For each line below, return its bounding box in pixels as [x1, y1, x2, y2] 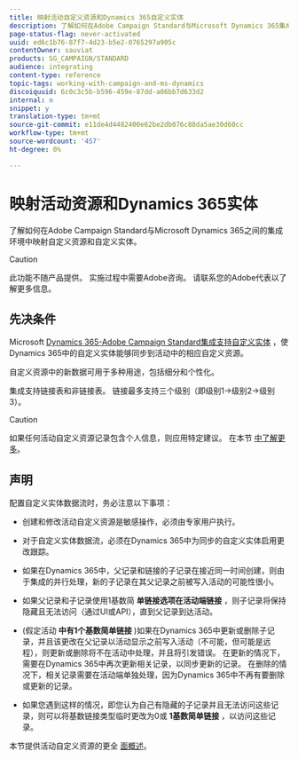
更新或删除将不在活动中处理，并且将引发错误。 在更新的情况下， [49, 647, 286, 658]
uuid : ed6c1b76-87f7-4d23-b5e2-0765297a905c [9, 37, 176, 47]
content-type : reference [9, 71, 101, 80]
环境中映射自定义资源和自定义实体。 [9, 236, 142, 247]
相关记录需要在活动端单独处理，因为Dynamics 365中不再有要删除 [45, 669, 286, 680]
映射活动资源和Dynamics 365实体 [9, 194, 259, 214]
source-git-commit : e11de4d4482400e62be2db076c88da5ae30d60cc [9, 121, 244, 130]
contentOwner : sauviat [9, 46, 93, 55]
